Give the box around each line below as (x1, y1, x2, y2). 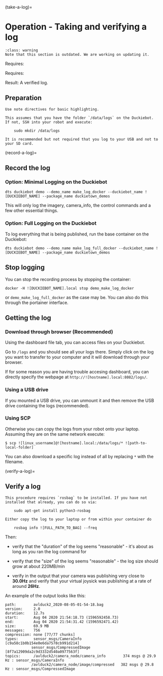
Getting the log (5, 313, 51, 322)
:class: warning (5, 47, 38, 53)
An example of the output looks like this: (5, 592, 86, 599)
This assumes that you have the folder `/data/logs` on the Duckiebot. (5, 115, 154, 120)
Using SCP (5, 415, 31, 421)
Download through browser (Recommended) (5, 328, 113, 335)
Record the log (5, 164, 50, 172)
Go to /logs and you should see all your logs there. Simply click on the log (5, 349, 154, 355)
